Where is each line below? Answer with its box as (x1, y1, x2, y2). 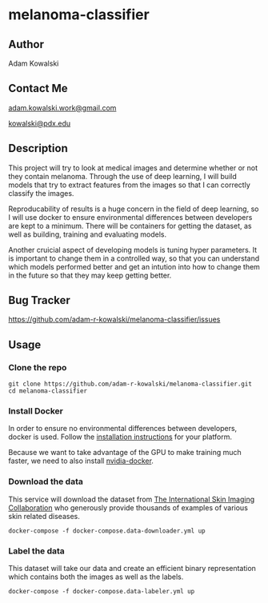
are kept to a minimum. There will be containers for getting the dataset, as (8, 221, 252, 230)
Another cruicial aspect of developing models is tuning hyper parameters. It (8, 245, 258, 254)
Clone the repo (8, 361, 67, 373)
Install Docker (8, 405, 64, 417)
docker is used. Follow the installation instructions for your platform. (8, 432, 232, 441)
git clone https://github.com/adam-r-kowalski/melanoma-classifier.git (8, 380, 252, 389)
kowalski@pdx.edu (8, 118, 71, 128)
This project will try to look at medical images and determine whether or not (8, 162, 258, 173)
